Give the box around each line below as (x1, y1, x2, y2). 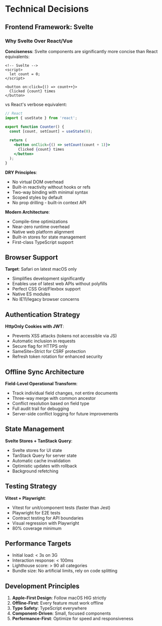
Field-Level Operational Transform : (5, 380, 78, 386)
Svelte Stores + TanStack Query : (5, 438, 73, 444)
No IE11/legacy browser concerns (12, 296, 80, 302)
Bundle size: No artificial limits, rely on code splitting (12, 568, 118, 574)
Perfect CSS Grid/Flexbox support (12, 286, 81, 292)
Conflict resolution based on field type (12, 400, 89, 406)
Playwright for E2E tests (12, 509, 61, 515)
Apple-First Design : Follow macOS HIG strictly (12, 595, 106, 601)
